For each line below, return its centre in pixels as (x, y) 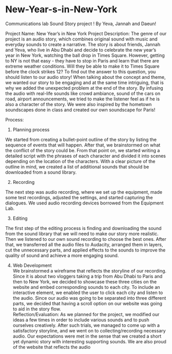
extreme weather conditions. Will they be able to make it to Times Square (82, 66)
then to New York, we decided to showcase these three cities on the (85, 282)
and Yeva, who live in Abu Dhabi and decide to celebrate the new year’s (81, 50)
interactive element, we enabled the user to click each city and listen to (88, 293)
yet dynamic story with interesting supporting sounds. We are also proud (89, 341)
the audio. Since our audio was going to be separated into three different (89, 298)
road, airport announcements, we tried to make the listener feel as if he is (83, 99)
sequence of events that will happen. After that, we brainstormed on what (83, 145)
